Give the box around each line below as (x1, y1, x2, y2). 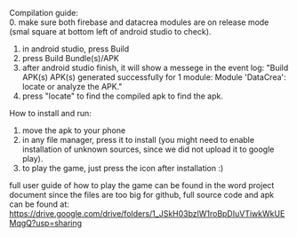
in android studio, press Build (21, 43, 130, 54)
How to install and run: (9, 108, 92, 118)
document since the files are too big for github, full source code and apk (9, 190, 274, 200)
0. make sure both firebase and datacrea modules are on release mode (9, 17, 269, 28)
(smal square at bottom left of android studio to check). (9, 27, 212, 36)
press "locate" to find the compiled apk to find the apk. (21, 91, 224, 101)
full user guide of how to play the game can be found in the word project (9, 180, 275, 190)
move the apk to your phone (21, 125, 126, 136)
